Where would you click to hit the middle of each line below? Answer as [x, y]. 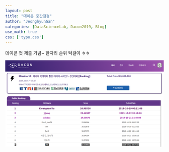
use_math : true [21, 32]
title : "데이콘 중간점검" [29, 16]
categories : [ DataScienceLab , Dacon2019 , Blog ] [56, 27]
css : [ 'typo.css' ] [24, 37]
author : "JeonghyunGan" [30, 21]
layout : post [19, 11]
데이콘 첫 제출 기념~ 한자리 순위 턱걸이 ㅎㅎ [48, 53]
